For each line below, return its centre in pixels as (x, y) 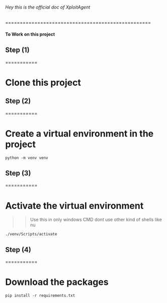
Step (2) (18, 101)
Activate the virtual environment (74, 205)
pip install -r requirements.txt (40, 296)
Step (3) (18, 173)
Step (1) (17, 50)
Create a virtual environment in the (79, 133)
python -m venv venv (27, 158)
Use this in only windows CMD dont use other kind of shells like (96, 220)
